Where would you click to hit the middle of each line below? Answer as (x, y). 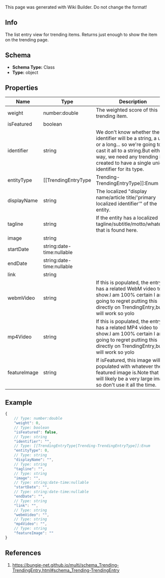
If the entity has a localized (127, 218)
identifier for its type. (120, 169)
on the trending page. (27, 39)
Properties (22, 88)
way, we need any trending (127, 157)
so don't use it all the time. (126, 385)
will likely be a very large (124, 379)
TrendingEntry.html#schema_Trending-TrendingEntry (66, 570)
